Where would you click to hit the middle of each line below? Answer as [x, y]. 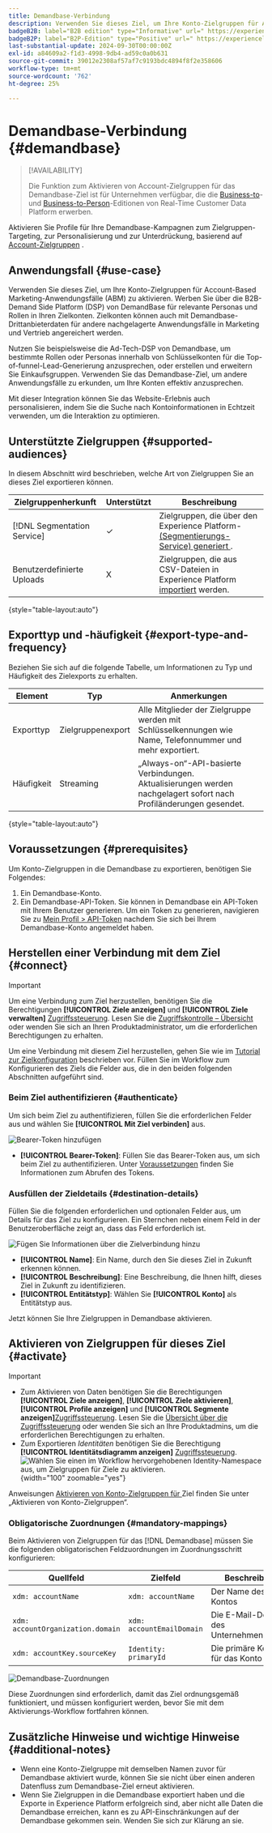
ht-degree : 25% [34, 83]
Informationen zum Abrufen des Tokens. [87, 1172]
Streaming [79, 783]
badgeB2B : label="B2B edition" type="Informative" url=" [106, 31]
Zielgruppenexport [95, 730]
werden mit [159, 719]
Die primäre [233, 1648]
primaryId [147, 1658]
